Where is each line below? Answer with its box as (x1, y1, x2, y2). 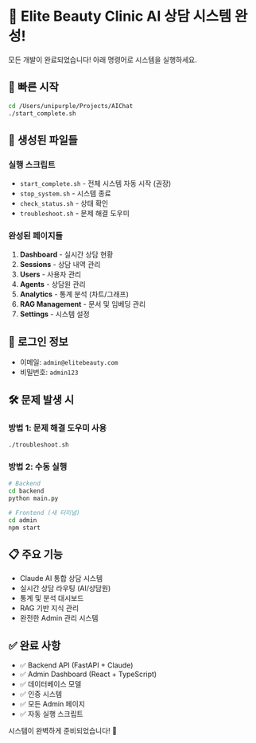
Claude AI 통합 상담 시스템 (19, 574, 103, 583)
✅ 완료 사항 (8, 639, 61, 652)
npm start (8, 524, 41, 532)
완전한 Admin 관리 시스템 (19, 613, 99, 623)
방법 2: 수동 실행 (8, 461, 68, 472)
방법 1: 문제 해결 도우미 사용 (8, 422, 107, 433)
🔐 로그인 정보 (8, 335, 69, 348)
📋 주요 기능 (8, 548, 64, 561)
